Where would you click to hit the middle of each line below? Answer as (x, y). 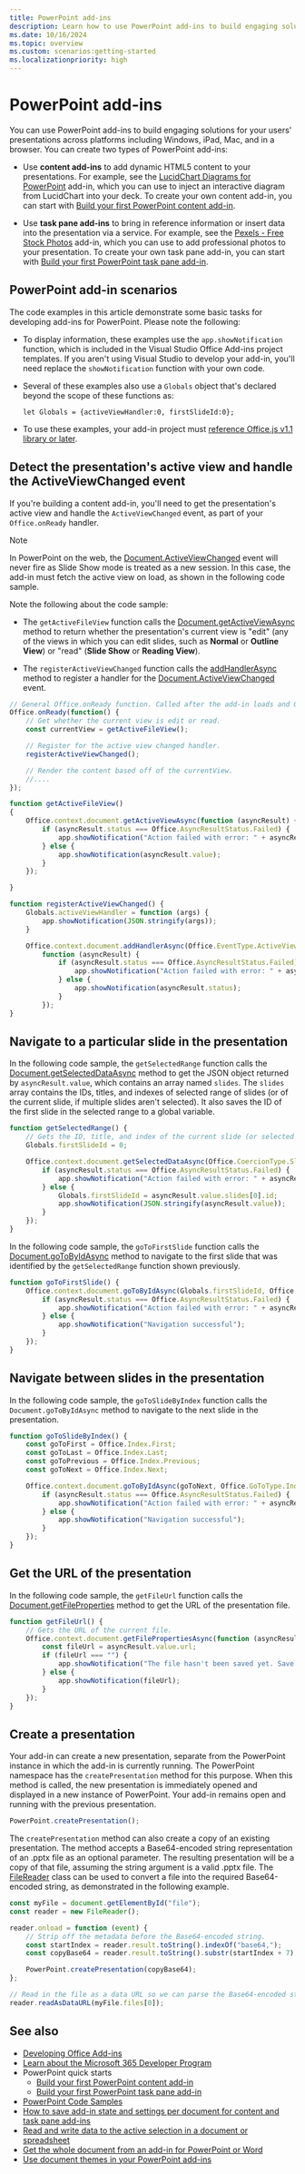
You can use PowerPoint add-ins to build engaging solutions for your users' (151, 130)
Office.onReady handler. (54, 522)
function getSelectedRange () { (69, 1128)
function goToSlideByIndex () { (69, 1436)
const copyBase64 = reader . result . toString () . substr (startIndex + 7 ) (160, 1953)
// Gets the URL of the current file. (99, 1630)
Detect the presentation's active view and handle (151, 467)
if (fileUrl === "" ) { (85, 1656)
